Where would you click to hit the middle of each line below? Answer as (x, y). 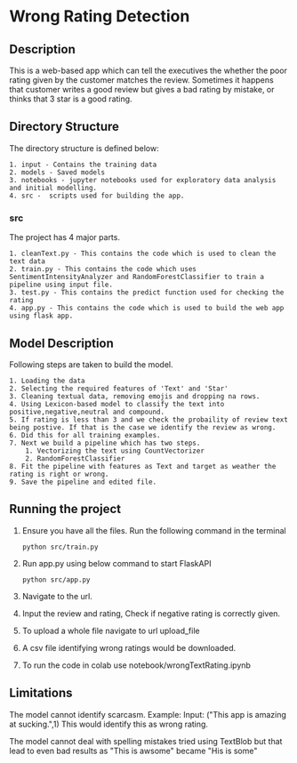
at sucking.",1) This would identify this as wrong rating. (109, 724)
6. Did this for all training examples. (85, 435)
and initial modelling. (53, 188)
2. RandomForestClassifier (75, 458)
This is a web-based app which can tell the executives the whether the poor (148, 70)
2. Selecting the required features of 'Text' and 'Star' (119, 389)
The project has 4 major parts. (64, 237)
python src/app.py (56, 580)
